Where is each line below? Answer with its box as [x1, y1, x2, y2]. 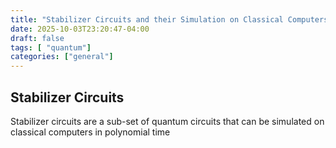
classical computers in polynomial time [10, 126, 171, 138]
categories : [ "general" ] [10, 52, 114, 62]
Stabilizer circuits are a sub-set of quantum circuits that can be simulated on [10, 115, 325, 127]
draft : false [10, 33, 65, 43]
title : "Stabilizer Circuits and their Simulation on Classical [10, 14, 284, 25]
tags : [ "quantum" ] [10, 42, 92, 53]
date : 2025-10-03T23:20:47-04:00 [10, 24, 150, 34]
